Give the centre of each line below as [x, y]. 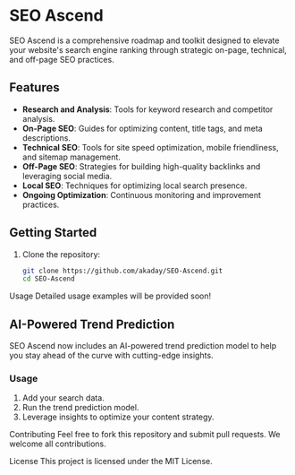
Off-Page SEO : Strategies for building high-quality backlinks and [141, 166]
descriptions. [46, 138]
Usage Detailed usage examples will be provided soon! [110, 296]
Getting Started [53, 233]
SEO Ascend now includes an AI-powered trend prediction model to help [143, 346]
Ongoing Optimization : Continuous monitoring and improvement [142, 194]
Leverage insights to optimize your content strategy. [118, 417]
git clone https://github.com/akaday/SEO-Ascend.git [122, 271]
